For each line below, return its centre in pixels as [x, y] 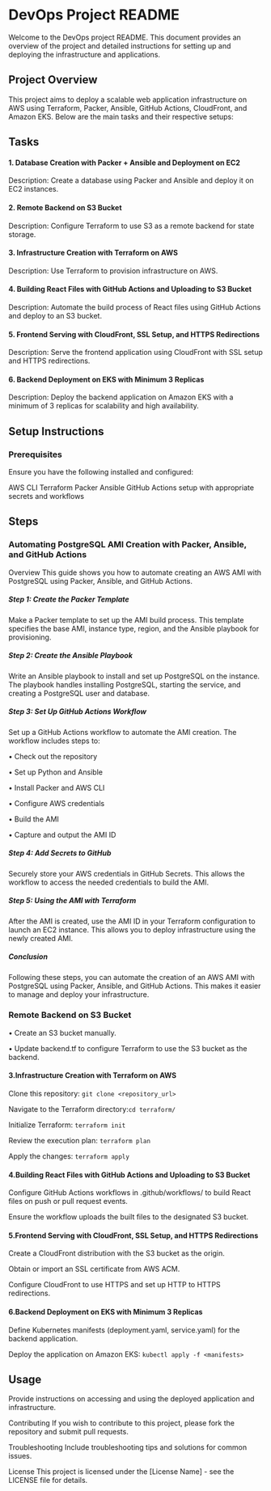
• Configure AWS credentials [57, 803]
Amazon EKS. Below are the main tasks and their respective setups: [121, 116]
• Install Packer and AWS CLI [57, 788]
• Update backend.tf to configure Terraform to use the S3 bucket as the [128, 1048]
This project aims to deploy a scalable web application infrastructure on [128, 99]
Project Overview [53, 80]
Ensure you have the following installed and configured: [101, 472]
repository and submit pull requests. [69, 1432]
